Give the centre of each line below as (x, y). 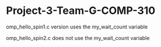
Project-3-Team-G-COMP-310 (81, 11)
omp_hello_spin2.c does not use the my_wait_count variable (78, 38)
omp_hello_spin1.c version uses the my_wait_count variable (77, 27)
